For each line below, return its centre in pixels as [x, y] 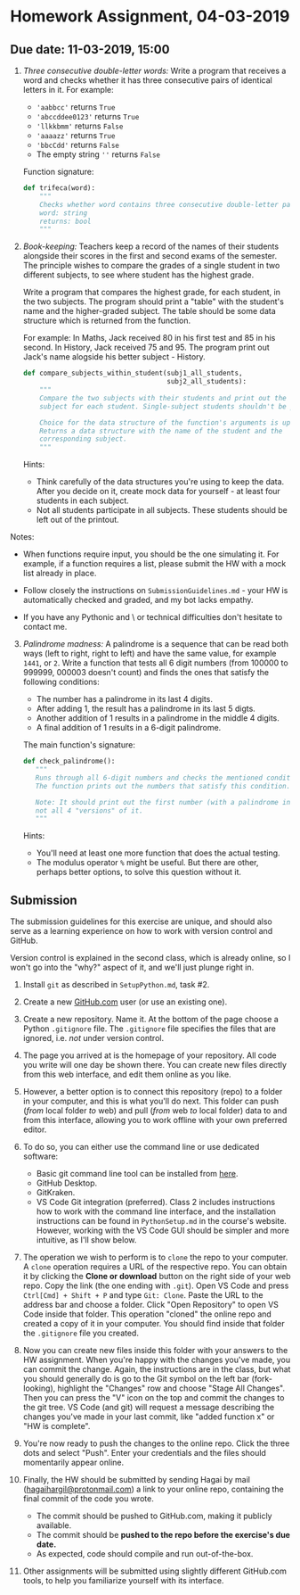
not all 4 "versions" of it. [89, 810]
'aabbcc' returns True [76, 107]
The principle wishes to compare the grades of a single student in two [151, 266]
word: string [64, 213]
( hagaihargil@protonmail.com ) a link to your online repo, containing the [153, 1489]
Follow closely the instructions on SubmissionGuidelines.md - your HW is [155, 591]
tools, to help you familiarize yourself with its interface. [123, 1581]
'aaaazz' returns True [76, 135]
